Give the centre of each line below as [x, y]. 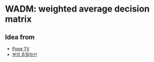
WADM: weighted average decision [77, 9]
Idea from [20, 37]
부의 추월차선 [24, 54]
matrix [18, 19]
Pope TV [21, 49]
